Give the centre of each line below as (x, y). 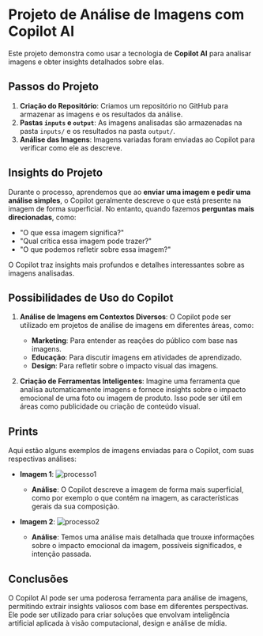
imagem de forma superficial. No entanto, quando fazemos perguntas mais (131, 208)
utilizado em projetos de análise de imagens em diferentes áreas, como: (137, 326)
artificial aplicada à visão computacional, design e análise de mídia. (118, 623)
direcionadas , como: (42, 217)
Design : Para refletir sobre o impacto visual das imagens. (125, 366)
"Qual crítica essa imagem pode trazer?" (86, 241)
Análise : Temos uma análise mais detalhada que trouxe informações (143, 537)
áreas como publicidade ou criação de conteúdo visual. (110, 406)
